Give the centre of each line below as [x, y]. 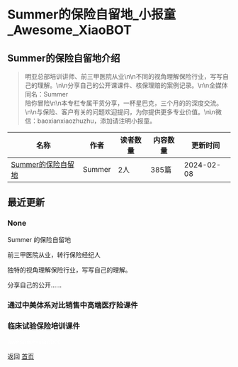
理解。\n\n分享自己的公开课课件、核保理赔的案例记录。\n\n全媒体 [132, 85]
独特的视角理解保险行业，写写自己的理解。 [69, 270]
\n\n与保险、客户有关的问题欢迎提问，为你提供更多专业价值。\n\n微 [123, 112]
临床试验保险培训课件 [44, 326]
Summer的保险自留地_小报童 [92, 15]
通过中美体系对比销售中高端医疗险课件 [73, 305]
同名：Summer [46, 94]
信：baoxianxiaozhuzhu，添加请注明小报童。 [90, 121]
